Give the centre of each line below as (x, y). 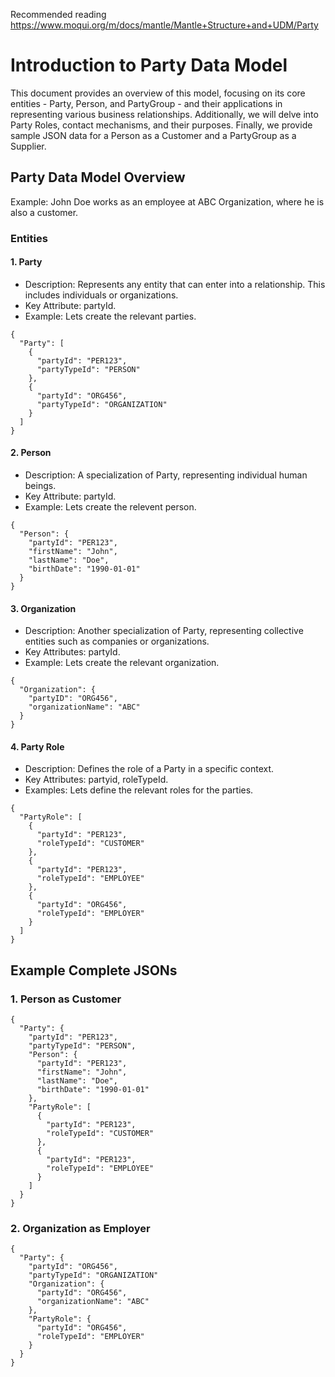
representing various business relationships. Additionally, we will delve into (164, 114)
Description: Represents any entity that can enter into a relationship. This (175, 284)
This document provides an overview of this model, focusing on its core (158, 93)
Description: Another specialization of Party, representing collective (164, 631)
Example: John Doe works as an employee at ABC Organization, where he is (167, 201)
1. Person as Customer (66, 999)
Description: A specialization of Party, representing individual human (166, 475)
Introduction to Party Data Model (149, 65)
